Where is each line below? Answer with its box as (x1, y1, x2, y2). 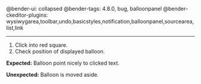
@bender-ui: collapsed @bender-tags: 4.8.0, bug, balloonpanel (6, 5, 162, 12)
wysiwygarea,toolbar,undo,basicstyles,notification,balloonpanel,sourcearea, (6, 18, 194, 25)
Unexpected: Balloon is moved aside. (6, 71, 99, 78)
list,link (6, 24, 24, 31)
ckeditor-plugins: (6, 11, 48, 19)
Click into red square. (14, 41, 68, 49)
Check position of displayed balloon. (14, 48, 105, 55)
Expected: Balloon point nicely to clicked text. (6, 59, 120, 67)
